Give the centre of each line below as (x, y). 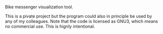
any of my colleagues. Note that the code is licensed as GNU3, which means (81, 21)
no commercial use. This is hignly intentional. (50, 26)
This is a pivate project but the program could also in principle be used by (79, 16)
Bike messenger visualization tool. (39, 7)
